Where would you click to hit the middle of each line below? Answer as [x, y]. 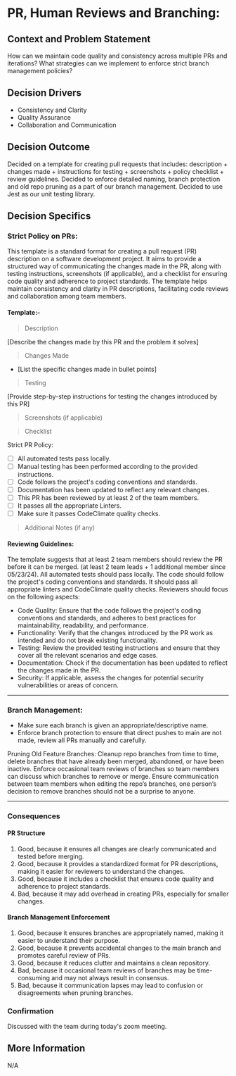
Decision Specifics [49, 216]
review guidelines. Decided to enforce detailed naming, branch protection [114, 179]
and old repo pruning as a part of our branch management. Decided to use [115, 186]
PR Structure [26, 833]
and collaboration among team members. [67, 296]
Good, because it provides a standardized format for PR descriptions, [118, 863]
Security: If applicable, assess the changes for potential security [111, 678]
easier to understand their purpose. [69, 940]
